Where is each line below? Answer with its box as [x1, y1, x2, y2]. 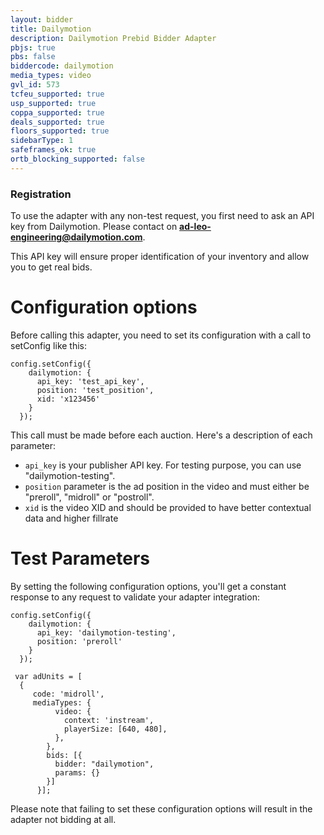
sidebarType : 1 [10, 136, 74, 146]
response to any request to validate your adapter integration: [10, 591, 260, 603]
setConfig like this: [10, 339, 88, 351]
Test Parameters [10, 547, 151, 570]
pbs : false [10, 52, 56, 62]
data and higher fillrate [24, 512, 119, 524]
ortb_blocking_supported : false [10, 154, 145, 164]
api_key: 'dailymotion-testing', [36, 627, 177, 638]
